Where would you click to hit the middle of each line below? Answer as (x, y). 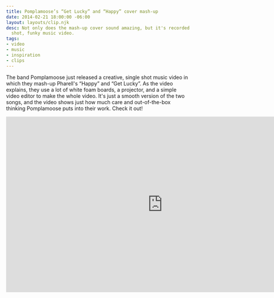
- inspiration (23, 55)
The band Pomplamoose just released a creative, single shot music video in (97, 77)
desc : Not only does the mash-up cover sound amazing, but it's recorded (98, 28)
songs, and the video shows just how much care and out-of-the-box (88, 102)
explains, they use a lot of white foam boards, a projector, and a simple (91, 90)
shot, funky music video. (43, 33)
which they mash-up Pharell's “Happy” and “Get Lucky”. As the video (90, 83)
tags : (13, 39)
